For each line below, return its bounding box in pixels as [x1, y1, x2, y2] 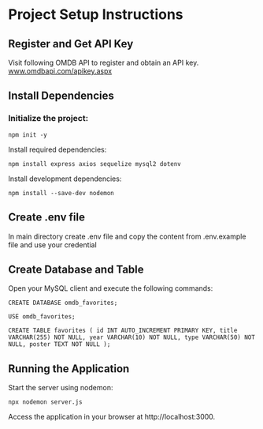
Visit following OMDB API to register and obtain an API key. [8, 58, 199, 67]
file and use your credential [8, 239, 97, 250]
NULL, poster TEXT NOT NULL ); [8, 341, 111, 348]
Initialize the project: [8, 113, 89, 124]
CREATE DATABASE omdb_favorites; [8, 299, 118, 307]
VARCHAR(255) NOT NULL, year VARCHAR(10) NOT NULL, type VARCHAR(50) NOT [8, 333, 256, 341]
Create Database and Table [8, 262, 144, 276]
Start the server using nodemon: [8, 383, 113, 393]
